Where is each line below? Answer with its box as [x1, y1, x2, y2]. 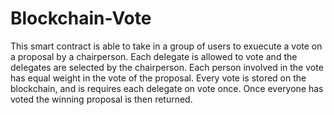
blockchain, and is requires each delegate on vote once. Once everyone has [10, 82, 324, 94]
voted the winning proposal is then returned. [10, 93, 193, 105]
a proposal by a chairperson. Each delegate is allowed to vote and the [10, 50, 298, 62]
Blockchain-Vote [10, 7, 152, 30]
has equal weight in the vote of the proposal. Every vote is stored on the [10, 72, 307, 84]
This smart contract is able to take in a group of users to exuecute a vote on [10, 40, 323, 52]
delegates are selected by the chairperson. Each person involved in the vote [10, 61, 324, 73]
